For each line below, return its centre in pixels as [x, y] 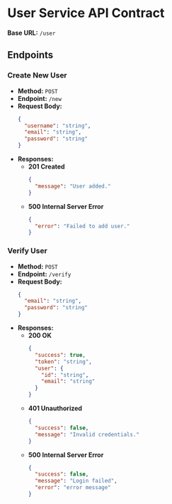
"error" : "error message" [73, 488]
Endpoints [30, 55]
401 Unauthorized [55, 408]
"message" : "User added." [73, 186]
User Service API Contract [86, 13]
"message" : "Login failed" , [76, 481]
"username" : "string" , [58, 126]
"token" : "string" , [63, 361]
